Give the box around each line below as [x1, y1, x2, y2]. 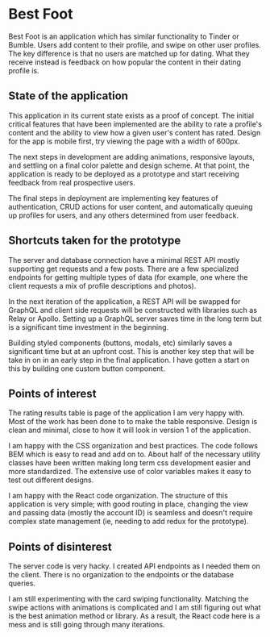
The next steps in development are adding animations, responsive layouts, [8, 152, 255, 161]
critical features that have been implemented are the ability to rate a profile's [8, 119, 262, 129]
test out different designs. [8, 475, 94, 485]
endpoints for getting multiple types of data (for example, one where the [8, 272, 248, 282]
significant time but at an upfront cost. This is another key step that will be [8, 346, 255, 356]
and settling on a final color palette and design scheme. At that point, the [8, 160, 250, 170]
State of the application [8, 90, 129, 103]
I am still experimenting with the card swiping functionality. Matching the [8, 594, 249, 604]
